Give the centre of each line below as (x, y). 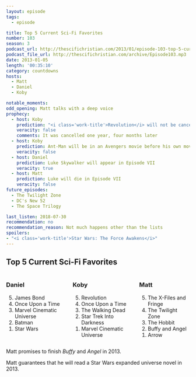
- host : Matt (27, 174)
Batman (24, 322)
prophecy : (18, 114)
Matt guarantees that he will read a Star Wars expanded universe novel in (94, 362)
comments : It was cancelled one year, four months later (87, 136)
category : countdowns (32, 71)
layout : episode (26, 11)
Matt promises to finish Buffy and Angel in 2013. (64, 351)
